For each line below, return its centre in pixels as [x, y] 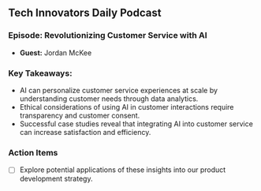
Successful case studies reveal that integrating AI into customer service [136, 124]
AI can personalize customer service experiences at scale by [119, 90]
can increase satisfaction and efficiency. [85, 132]
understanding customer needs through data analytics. [109, 99]
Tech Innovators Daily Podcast [85, 13]
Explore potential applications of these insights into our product [123, 170]
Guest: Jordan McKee [56, 52]
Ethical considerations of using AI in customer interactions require [127, 107]
